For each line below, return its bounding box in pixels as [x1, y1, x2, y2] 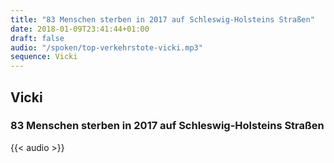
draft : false [10, 33, 65, 43]
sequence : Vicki [10, 52, 78, 62]
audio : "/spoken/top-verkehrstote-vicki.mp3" [10, 42, 203, 53]
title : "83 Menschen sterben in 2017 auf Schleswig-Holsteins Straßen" [10, 14, 315, 25]
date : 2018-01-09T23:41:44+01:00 [10, 24, 150, 34]
